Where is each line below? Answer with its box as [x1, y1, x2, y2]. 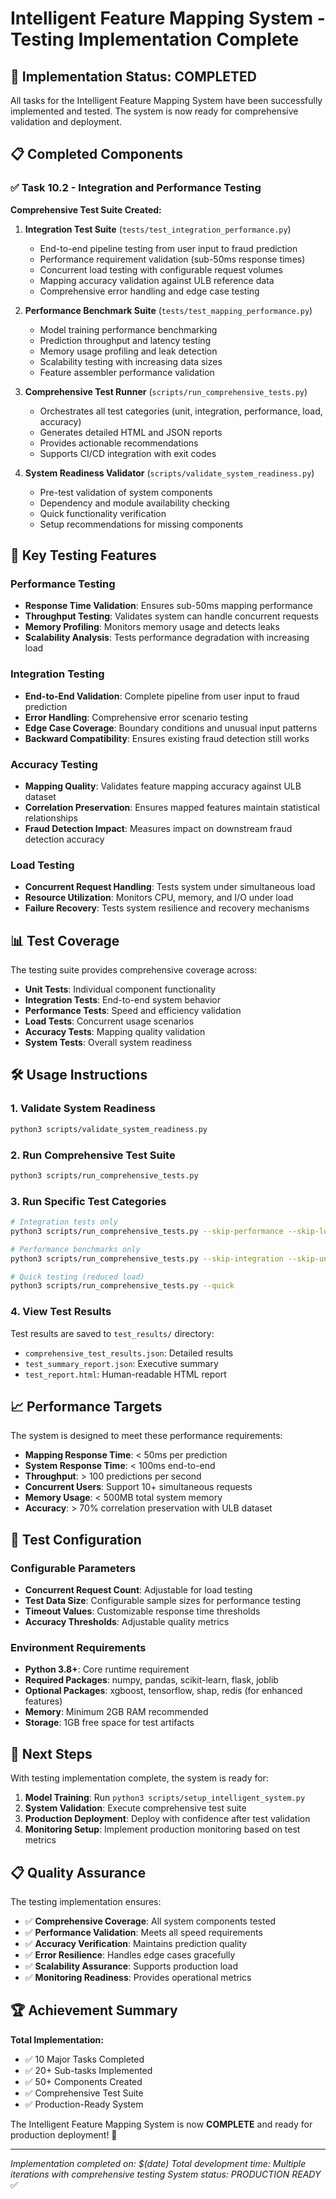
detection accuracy [24, 833, 105, 845]
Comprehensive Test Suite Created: [10, 203, 162, 216]
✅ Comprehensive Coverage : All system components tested [24, 1915, 277, 1927]
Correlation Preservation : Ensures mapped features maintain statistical [24, 801, 320, 813]
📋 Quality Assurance [10, 1864, 147, 1881]
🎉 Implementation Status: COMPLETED [10, 68, 257, 85]
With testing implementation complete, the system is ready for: [10, 1772, 269, 1784]
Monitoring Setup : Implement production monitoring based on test [24, 1823, 301, 1836]
